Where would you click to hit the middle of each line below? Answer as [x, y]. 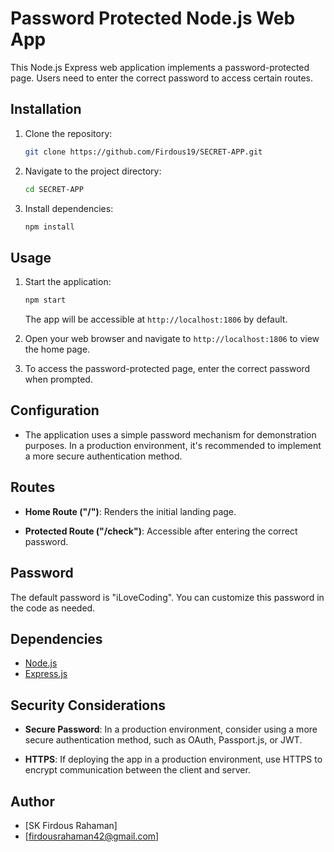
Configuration [55, 410]
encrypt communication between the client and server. [137, 770]
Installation [46, 109]
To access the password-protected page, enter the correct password [167, 369]
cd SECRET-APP [54, 189]
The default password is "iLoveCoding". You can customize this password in [167, 597]
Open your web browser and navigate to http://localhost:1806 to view [172, 339]
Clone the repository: [68, 133]
